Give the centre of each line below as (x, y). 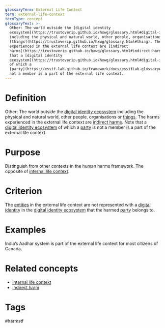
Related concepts (42, 268)
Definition (26, 98)
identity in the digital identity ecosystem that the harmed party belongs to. (80, 210)
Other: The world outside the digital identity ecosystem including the (74, 112)
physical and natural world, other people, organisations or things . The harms (82, 117)
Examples (26, 230)
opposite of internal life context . (37, 171)
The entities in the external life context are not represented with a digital (78, 205)
